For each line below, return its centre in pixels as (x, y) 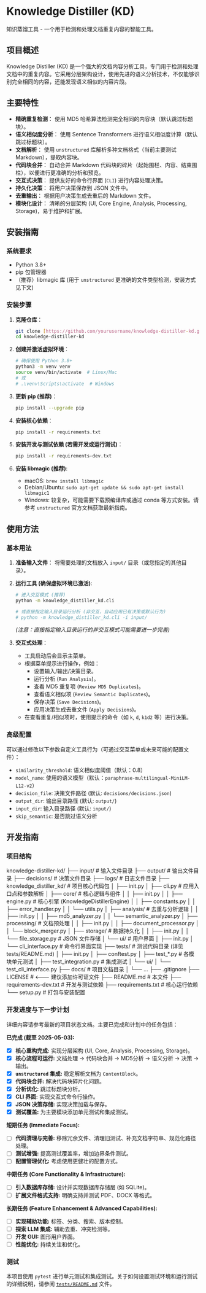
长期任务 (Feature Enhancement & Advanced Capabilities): (82, 1208)
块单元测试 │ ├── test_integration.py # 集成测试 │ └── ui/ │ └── (89, 961)
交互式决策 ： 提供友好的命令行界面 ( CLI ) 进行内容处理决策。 (91, 180)
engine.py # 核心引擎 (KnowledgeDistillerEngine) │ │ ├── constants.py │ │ (101, 901)
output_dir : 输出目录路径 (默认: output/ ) (66, 801)
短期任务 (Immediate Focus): (43, 1125)
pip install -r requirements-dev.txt (63, 456)
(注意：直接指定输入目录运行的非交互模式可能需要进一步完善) (93, 630)
